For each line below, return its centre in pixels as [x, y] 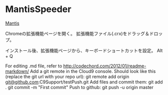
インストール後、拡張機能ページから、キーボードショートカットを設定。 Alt [84, 50]
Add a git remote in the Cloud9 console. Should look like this [93, 71]
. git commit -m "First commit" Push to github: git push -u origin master [79, 87]
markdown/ [17, 71]
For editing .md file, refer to [34, 66]
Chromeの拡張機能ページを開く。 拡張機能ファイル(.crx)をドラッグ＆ [77, 33]
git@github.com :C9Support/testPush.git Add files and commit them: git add [84, 82]
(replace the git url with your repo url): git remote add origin [67, 76]
